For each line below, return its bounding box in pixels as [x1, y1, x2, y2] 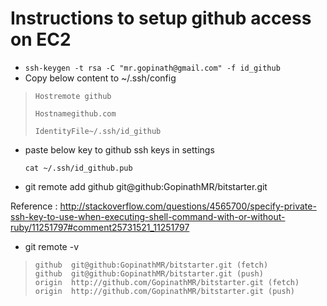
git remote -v [24, 240, 79, 252]
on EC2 [10, 28, 72, 51]
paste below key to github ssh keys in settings [24, 143, 215, 156]
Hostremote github [34, 91, 112, 101]
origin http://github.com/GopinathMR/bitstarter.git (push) [34, 286, 296, 296]
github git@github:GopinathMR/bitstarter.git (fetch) [34, 260, 269, 270]
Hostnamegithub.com [34, 108, 117, 119]
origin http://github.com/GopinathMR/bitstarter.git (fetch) [34, 277, 300, 287]
